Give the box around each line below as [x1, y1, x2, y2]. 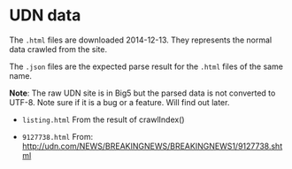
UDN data [9, 5, 81, 26]
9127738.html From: [21, 131, 94, 142]
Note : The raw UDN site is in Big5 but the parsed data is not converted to [9, 88, 276, 98]
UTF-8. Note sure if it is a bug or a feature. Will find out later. [9, 96, 230, 107]
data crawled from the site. [9, 43, 108, 54]
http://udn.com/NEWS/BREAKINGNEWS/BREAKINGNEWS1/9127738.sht [21, 141, 283, 151]
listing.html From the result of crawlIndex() [21, 114, 185, 125]
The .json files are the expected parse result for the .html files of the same [9, 61, 283, 72]
